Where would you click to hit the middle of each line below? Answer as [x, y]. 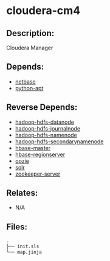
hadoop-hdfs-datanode [45, 122]
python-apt [29, 88]
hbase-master [33, 148]
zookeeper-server [38, 174]
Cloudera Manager [30, 48]
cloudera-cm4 [43, 11]
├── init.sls [23, 247]
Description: [30, 33]
